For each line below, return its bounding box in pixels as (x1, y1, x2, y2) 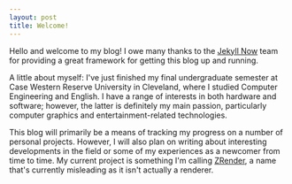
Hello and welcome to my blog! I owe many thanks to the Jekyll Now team (9, 45, 279, 56)
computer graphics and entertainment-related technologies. (9, 110, 227, 120)
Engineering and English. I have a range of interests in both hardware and (9, 90, 277, 102)
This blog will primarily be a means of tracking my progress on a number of (9, 126, 283, 137)
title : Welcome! (9, 21, 69, 30)
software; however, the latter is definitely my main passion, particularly (9, 100, 267, 111)
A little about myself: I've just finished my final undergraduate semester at (9, 72, 279, 82)
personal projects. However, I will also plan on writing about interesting (9, 136, 267, 147)
